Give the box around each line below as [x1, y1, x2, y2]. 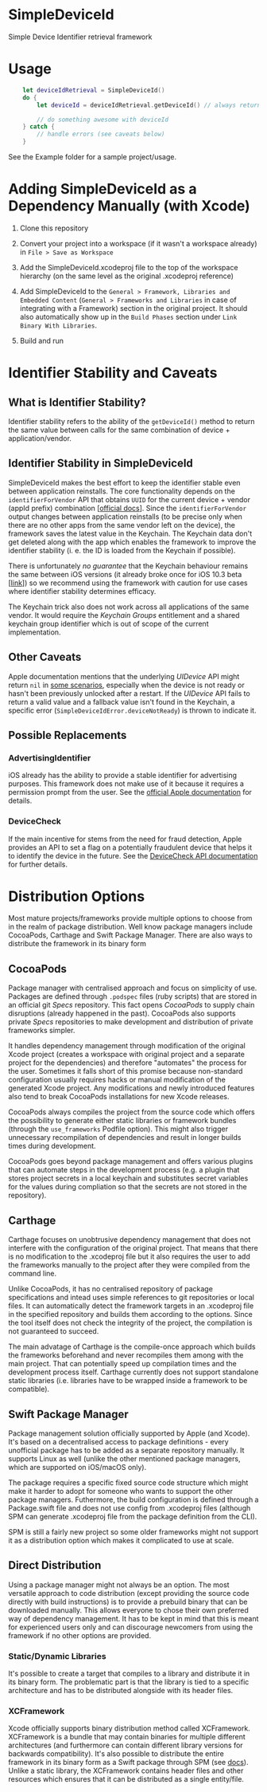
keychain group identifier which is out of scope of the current [8, 619, 209, 628]
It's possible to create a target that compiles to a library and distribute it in [8, 1668, 250, 1679]
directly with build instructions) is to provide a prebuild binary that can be [8, 1597, 248, 1606]
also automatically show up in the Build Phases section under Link [19, 312, 238, 321]
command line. [8, 1269, 57, 1279]
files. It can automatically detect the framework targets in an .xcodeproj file [8, 1301, 254, 1311]
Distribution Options [8, 887, 145, 906]
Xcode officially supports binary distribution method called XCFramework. [8, 1723, 250, 1733]
